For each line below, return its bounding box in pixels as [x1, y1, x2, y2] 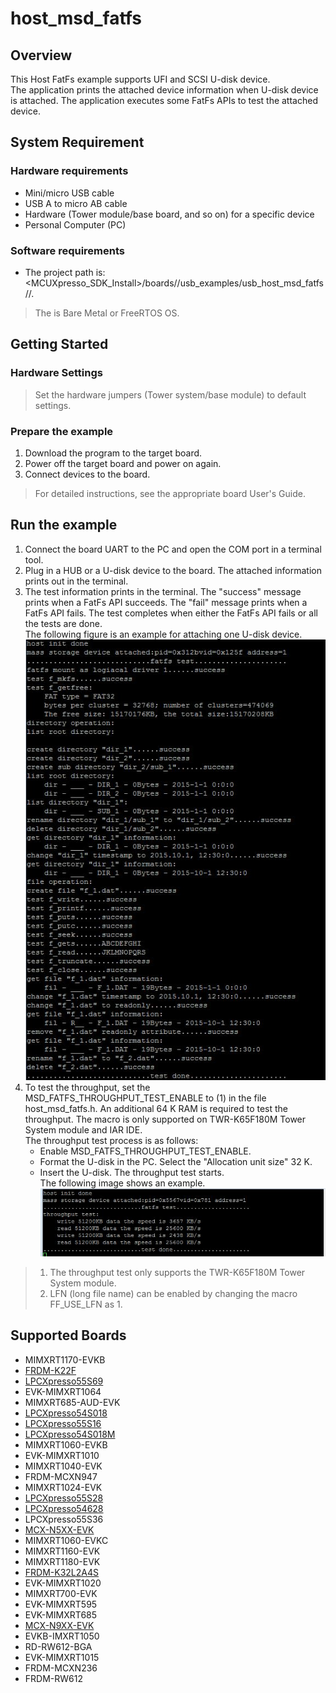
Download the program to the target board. [24, 447, 203, 459]
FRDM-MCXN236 [24, 1662, 98, 1674]
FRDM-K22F [24, 1364, 77, 1376]
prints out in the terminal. [24, 575, 129, 587]
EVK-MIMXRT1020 [24, 1577, 102, 1589]
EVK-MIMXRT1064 [24, 1385, 102, 1397]
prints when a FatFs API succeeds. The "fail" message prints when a [24, 596, 308, 608]
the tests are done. [24, 617, 103, 629]
